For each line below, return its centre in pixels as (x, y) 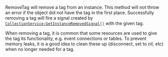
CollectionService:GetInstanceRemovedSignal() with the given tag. (75, 23)
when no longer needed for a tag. (40, 49)
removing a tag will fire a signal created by (49, 18)
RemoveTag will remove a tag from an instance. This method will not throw (82, 7)
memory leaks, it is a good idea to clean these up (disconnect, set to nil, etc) (84, 44)
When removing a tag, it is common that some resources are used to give (81, 33)
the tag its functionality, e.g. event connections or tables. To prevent (76, 38)
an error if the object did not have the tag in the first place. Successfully (80, 13)
